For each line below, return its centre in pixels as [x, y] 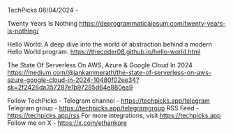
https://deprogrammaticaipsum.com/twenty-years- [152, 23]
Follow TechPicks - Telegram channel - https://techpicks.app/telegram [109, 101]
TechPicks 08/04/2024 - [43, 10]
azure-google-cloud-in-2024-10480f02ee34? [73, 80]
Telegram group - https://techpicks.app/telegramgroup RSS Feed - [103, 108]
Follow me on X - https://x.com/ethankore [67, 123]
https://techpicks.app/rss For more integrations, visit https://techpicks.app [114, 115]
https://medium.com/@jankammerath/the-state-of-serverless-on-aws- [109, 73]
